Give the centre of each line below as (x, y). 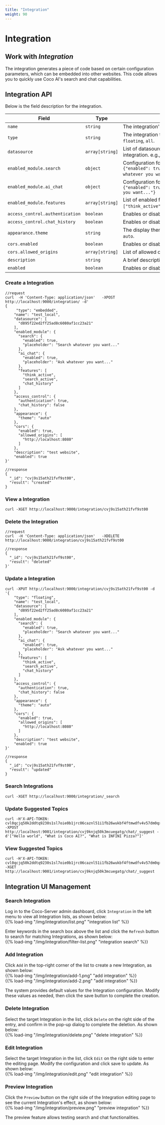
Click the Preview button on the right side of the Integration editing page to (80, 1097)
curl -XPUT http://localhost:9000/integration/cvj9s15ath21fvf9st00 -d (80, 589)
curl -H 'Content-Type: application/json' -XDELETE (62, 536)
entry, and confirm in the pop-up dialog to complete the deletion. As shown (81, 1024)
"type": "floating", (35, 597)
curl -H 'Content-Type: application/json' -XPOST (60, 297)
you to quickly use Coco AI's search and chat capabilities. (64, 79)
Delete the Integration (32, 521)
